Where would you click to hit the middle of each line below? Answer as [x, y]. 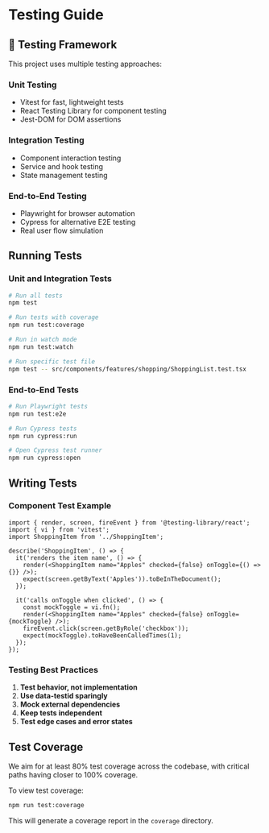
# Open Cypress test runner [56, 450]
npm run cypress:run [43, 436]
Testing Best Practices [54, 669]
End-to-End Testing [48, 196]
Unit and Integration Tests [60, 279]
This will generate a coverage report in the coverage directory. [111, 820]
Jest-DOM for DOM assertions [70, 119]
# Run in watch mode [43, 340]
